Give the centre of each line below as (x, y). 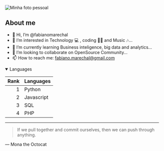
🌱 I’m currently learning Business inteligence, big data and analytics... (82, 47)
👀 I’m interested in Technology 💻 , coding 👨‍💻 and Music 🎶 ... (72, 40)
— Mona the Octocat (26, 144)
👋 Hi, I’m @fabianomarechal (40, 35)
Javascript (36, 97)
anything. (26, 135)
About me (20, 23)
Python (32, 89)
